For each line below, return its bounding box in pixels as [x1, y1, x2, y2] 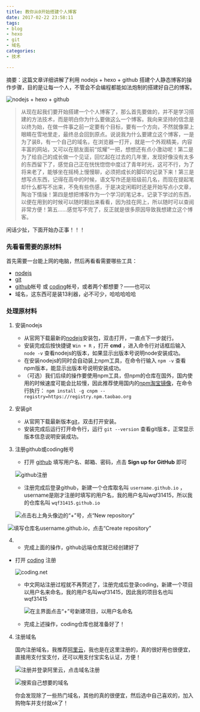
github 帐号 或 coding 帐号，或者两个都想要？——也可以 [14, 283, 151, 290]
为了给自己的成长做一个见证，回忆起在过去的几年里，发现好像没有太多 [20, 153, 195, 160]
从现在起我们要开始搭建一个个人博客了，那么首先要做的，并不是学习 [20, 108, 189, 115]
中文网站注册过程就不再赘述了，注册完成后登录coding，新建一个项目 [23, 581, 193, 588]
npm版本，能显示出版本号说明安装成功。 [23, 364, 125, 372]
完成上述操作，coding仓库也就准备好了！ [23, 621, 125, 628]
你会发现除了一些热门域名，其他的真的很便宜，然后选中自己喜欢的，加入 [14, 692, 193, 699]
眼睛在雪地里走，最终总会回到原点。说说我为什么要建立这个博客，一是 [20, 130, 195, 138]
